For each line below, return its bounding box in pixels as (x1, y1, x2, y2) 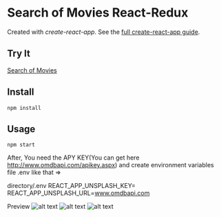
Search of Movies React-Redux (7, 5, 189, 21)
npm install (7, 104, 41, 111)
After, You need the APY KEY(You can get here (7, 153, 140, 162)
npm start (7, 142, 36, 149)
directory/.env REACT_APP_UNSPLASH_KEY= (7, 182, 136, 190)
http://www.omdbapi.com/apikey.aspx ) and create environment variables (7, 161, 215, 169)
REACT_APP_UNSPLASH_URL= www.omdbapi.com (7, 189, 150, 198)
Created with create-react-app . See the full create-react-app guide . (7, 28, 200, 36)
